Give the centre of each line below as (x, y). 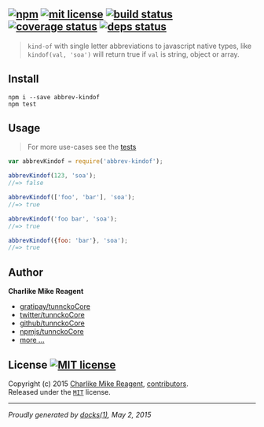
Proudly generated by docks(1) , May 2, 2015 (80, 414)
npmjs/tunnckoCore (51, 332)
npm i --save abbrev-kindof (54, 97)
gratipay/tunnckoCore (55, 306)
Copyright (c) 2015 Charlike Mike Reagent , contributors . (98, 384)
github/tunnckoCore (52, 323)
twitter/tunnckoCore (52, 315)
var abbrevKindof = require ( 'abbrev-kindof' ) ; (86, 162)
